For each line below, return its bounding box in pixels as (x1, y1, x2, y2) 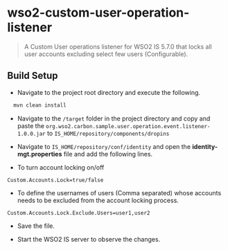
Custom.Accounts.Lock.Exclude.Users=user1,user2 (7, 209, 150, 216)
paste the (17, 121, 45, 130)
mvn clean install (13, 102, 67, 109)
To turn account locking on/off (17, 163, 105, 171)
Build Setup (7, 70, 58, 82)
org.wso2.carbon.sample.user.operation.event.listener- (46, 123, 211, 130)
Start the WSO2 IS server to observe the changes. (17, 235, 161, 243)
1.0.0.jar (17, 130, 46, 137)
